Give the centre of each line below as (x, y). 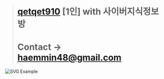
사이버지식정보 (131, 12)
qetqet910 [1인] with (59, 12)
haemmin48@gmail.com (69, 58)
